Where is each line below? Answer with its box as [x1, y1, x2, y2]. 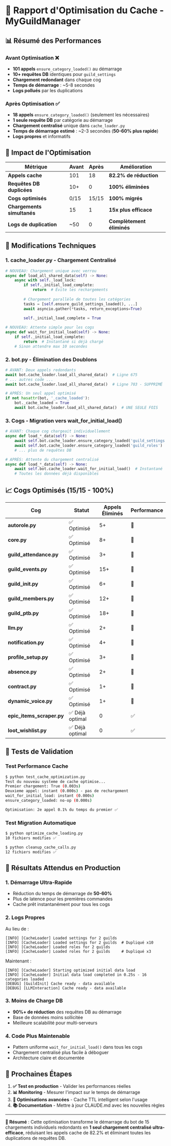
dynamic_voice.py [8, 697, 52, 705]
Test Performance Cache [5, 763, 69, 770]
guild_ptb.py [8, 609, 39, 616]
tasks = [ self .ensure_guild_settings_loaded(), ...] [23, 301, 138, 306]
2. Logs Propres [5, 914, 45, 921]
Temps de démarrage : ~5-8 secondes [12, 82, 95, 88]
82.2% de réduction [108, 172, 159, 179]
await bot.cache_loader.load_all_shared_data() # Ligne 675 [5, 372, 138, 377]
